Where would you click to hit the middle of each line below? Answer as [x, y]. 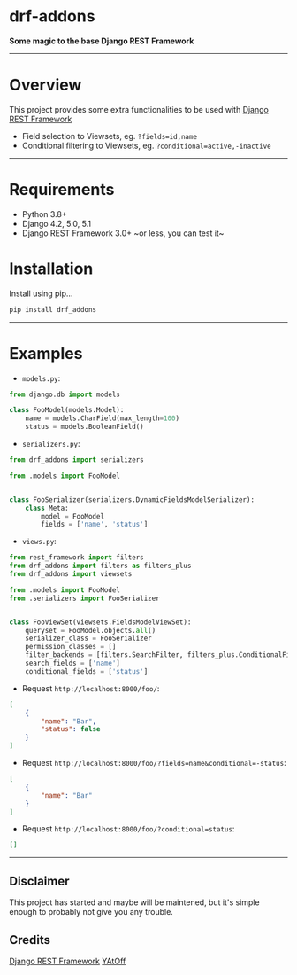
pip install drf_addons [53, 309]
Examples [46, 353]
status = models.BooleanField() [84, 427]
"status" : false [71, 729]
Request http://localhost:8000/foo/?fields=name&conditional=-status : [154, 763]
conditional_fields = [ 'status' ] [87, 671]
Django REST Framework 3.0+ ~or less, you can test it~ [123, 233]
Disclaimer [39, 881]
